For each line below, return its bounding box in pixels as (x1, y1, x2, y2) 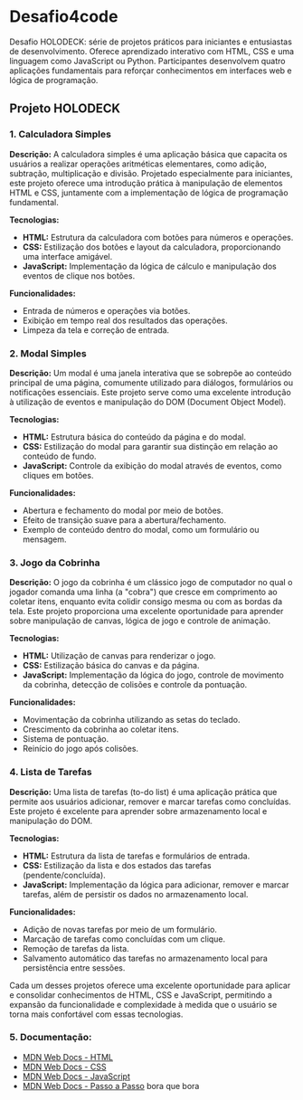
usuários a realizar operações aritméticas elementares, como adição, (9, 158, 267, 169)
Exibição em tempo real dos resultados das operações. (22, 315, 228, 326)
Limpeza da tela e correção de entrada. (22, 324, 170, 336)
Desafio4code (9, 6, 118, 27)
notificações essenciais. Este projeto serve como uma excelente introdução (9, 386, 291, 397)
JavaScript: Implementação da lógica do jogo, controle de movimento (22, 669, 285, 680)
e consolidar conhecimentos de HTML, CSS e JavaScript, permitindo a (9, 989, 273, 1000)
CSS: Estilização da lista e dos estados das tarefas (22, 859, 213, 870)
